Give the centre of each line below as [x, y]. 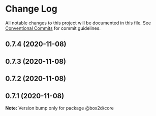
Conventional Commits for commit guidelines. [53, 28]
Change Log [31, 9]
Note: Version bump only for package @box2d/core [60, 108]
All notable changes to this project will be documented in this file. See [78, 23]
